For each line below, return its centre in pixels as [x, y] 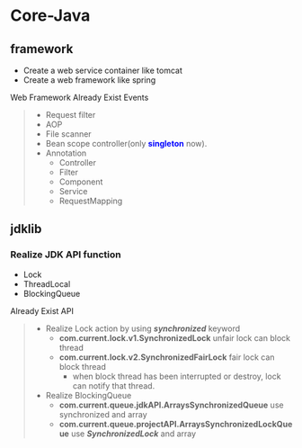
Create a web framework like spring [89, 80]
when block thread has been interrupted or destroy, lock [177, 376]
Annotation [66, 153]
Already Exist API [42, 310]
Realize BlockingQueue [89, 395]
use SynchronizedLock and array [134, 434]
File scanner [69, 134]
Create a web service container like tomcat [102, 70]
